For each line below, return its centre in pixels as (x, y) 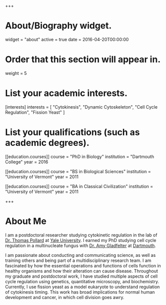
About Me (26, 221)
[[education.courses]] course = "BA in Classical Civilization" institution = (79, 186)
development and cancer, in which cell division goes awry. (65, 297)
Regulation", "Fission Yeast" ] (35, 112)
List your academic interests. (66, 93)
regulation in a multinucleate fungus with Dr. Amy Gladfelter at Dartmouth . (81, 245)
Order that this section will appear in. (83, 60)
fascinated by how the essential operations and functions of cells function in (83, 265)
